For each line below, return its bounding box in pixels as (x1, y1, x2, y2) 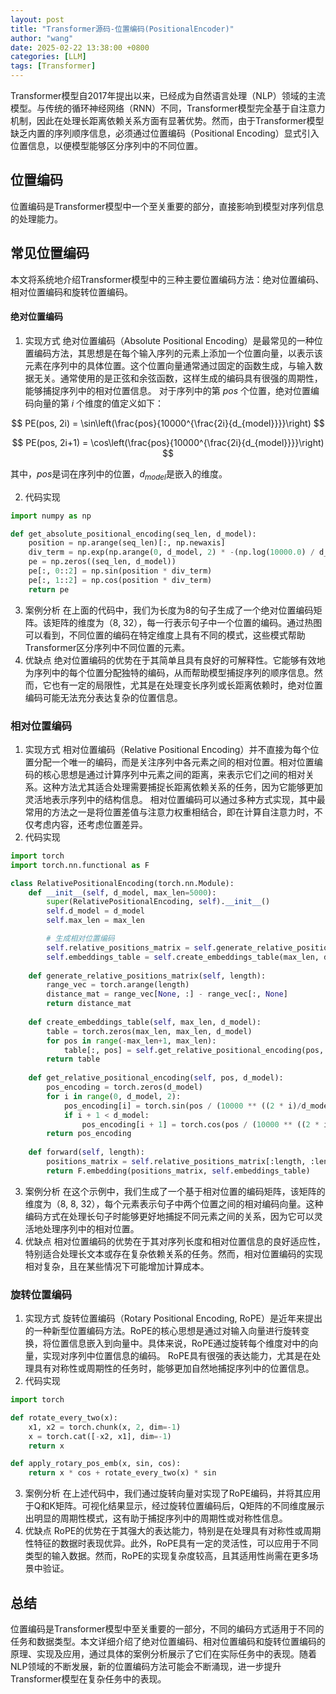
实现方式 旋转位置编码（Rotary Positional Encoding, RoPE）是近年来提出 (24, 1312, 323, 1325)
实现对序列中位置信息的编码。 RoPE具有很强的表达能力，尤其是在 (42, 1350, 313, 1362)
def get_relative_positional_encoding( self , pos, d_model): (28, 1073, 284, 1083)
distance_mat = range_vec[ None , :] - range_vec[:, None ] (46, 989, 288, 1000)
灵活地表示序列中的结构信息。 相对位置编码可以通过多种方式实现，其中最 (24, 793, 326, 805)
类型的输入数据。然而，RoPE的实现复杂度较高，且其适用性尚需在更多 (24, 1550, 310, 1562)
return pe (28, 584, 70, 595)
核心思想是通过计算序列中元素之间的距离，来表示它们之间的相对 (42, 768, 306, 780)
